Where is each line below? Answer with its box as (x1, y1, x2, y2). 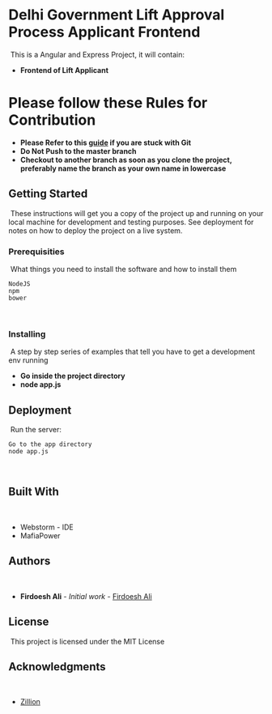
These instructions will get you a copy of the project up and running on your (10, 208, 264, 218)
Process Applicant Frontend (8, 23, 201, 41)
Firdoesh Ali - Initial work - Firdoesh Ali (19, 591, 152, 601)
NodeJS (8, 279, 31, 288)
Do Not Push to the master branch (19, 146, 137, 155)
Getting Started (8, 187, 88, 201)
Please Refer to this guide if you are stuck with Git (19, 138, 192, 147)
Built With (8, 485, 59, 499)
